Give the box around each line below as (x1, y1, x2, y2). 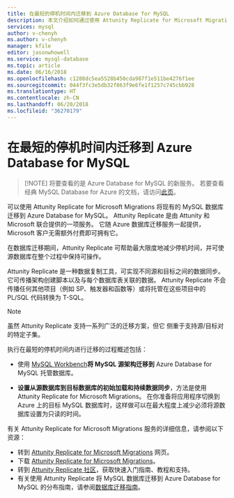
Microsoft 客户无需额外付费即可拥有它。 (7, 228, 122, 237)
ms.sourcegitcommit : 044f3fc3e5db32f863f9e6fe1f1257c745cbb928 (7, 82, 195, 89)
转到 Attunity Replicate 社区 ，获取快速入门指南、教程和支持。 (17, 465, 194, 474)
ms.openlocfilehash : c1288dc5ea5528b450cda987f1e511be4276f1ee (7, 75, 195, 82)
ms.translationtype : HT (7, 88, 77, 95)
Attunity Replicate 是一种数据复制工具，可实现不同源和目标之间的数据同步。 (7, 266, 225, 276)
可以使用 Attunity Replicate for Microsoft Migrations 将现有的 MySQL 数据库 (7, 202, 224, 211)
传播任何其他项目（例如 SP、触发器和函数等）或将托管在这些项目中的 (7, 284, 206, 293)
